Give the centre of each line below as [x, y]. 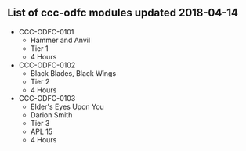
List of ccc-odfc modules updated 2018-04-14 [123, 13]
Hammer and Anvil [60, 40]
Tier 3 [40, 123]
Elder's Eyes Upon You [67, 106]
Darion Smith [51, 115]
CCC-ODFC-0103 [47, 98]
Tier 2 [40, 81]
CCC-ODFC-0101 [46, 31]
